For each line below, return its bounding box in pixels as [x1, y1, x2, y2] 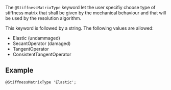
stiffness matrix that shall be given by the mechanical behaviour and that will [5, 10, 166, 16]
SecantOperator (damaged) [12, 40, 71, 47]
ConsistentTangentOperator [12, 51, 71, 57]
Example [5, 66, 34, 75]
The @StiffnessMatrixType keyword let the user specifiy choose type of [5, 5, 156, 10]
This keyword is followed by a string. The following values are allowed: [5, 25, 154, 31]
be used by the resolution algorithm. [5, 15, 82, 21]
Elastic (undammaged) [12, 35, 60, 41]
